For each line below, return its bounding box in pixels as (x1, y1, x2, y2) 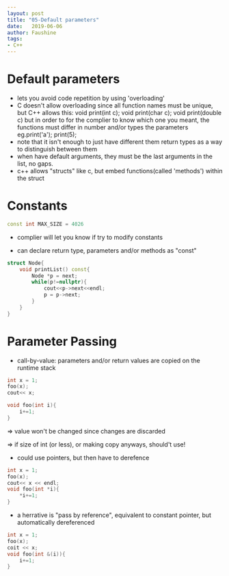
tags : (7, 36, 23, 42)
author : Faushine (7, 29, 57, 36)
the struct (16, 174, 44, 182)
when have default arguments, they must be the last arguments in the (16, 152, 213, 160)
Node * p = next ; (31, 272, 78, 279)
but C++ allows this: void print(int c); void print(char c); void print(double (16, 108, 222, 116)
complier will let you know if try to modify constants (16, 233, 163, 241)
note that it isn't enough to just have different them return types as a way (16, 138, 223, 146)
